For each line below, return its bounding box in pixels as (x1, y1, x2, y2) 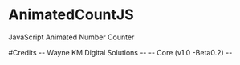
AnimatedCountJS (8, 6, 134, 24)
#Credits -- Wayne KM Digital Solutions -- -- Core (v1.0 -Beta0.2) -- (8, 47, 233, 57)
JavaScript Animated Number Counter (8, 32, 135, 42)
